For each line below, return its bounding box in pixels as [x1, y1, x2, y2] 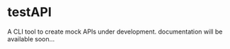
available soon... [7, 34, 55, 43]
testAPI [7, 4, 52, 20]
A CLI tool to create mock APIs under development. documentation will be [7, 27, 223, 36]
